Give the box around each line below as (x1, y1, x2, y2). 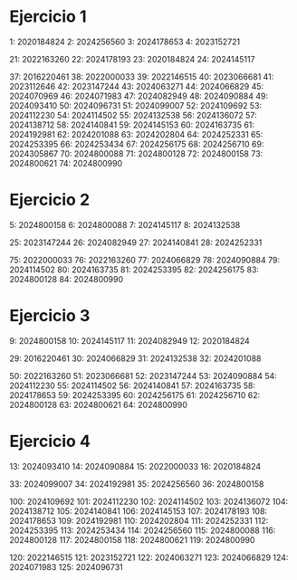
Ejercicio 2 (9, 190, 91, 210)
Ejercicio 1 (9, 6, 87, 27)
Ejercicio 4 (9, 432, 91, 452)
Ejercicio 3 (9, 306, 91, 327)
